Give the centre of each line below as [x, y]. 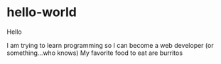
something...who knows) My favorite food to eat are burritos [95, 53]
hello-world [42, 12]
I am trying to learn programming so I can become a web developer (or [110, 45]
